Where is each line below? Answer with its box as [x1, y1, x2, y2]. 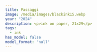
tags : [5, 26, 16, 31]
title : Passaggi [5, 7, 39, 12]
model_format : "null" [5, 40, 50, 45]
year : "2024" [5, 16, 32, 21]
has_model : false [5, 35, 41, 40]
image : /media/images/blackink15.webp [5, 12, 86, 17]
